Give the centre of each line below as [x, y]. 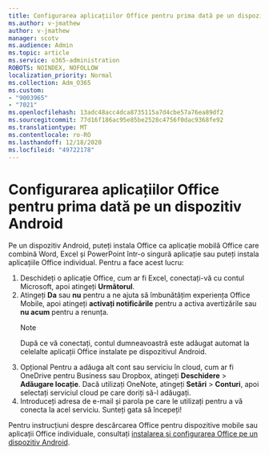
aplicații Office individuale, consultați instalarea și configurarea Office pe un [133, 434]
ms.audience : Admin [41, 46]
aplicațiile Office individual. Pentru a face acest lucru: [96, 263]
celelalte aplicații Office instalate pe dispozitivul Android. [113, 352]
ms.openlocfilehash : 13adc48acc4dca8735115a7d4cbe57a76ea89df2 [116, 113]
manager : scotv [34, 38]
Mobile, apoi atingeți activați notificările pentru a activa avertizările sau [138, 304]
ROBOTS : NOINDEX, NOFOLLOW [53, 68]
